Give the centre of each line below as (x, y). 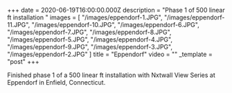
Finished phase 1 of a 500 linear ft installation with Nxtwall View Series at (111, 75)
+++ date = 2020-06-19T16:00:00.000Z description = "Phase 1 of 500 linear (116, 10)
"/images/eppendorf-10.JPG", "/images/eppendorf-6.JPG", (115, 25)
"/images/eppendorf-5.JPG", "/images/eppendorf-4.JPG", (90, 40)
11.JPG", (19, 25)
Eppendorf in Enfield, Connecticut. (56, 82)
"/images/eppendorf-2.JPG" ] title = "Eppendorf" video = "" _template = (110, 54)
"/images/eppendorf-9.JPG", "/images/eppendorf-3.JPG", (90, 47)
